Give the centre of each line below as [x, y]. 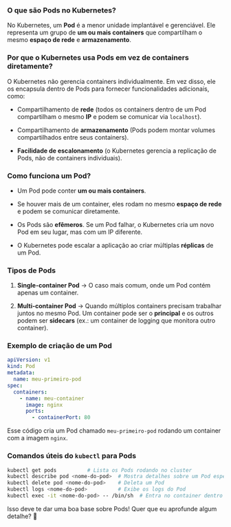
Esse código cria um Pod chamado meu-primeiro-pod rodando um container [114, 431]
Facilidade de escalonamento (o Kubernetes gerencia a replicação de [117, 151]
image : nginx [44, 405]
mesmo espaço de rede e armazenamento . [69, 40]
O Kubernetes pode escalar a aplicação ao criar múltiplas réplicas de [115, 245]
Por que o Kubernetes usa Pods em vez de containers [98, 58]
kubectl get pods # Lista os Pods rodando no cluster [100, 470]
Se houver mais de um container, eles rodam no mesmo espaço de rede [119, 204]
